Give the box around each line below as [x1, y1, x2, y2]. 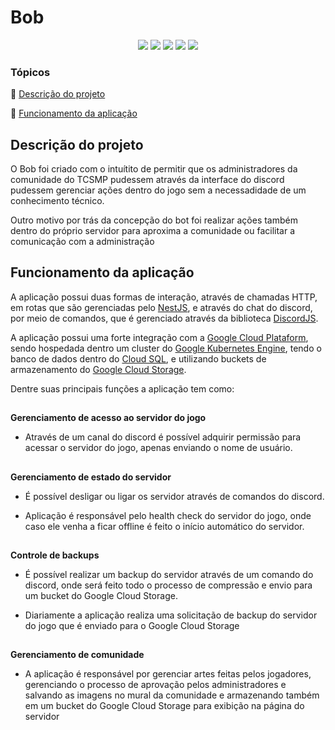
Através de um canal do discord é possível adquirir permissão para [24, 431, 302, 443]
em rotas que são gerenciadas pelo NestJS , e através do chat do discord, [10, 301, 313, 313]
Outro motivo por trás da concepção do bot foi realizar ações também [10, 214, 298, 226]
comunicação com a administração [10, 236, 155, 248]
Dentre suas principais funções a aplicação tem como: [10, 382, 235, 395]
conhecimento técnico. [10, 195, 105, 207]
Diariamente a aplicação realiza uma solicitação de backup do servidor [24, 609, 318, 621]
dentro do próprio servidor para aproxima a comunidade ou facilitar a [10, 225, 296, 237]
